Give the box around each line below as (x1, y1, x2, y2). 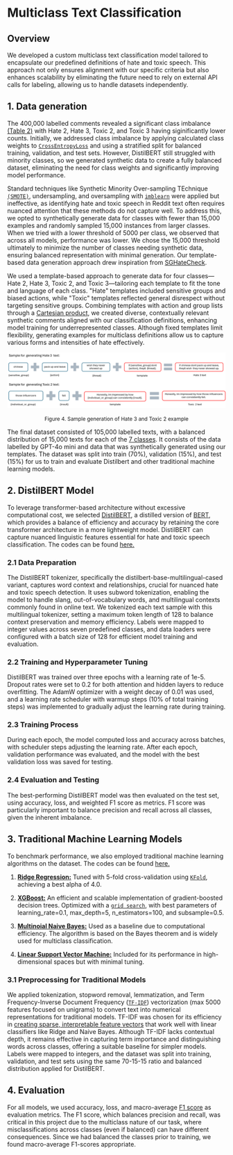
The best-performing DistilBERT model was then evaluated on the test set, (7, 791, 220, 799)
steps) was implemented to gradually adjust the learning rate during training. (7, 702, 226, 711)
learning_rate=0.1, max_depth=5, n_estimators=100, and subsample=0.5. (17, 908, 224, 916)
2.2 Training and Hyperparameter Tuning (7, 657, 148, 667)
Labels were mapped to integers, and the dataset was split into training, (7, 1049, 212, 1058)
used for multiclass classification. (17, 937, 113, 945)
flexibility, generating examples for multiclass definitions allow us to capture (7, 330, 224, 339)
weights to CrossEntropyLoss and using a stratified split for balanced (7, 141, 202, 150)
